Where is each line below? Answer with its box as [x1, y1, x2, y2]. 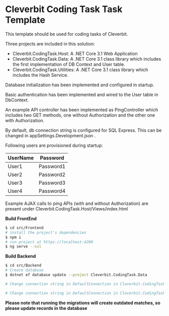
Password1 [38, 163, 66, 170]
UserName [8, 154, 34, 161]
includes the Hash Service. [12, 72, 69, 78]
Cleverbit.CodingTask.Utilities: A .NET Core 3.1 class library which [12, 67, 148, 73]
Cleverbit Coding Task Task [5, 4, 123, 15]
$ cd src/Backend [5, 263, 42, 268]
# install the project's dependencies [5, 230, 87, 235]
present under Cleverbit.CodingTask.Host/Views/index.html [5, 205, 128, 212]
